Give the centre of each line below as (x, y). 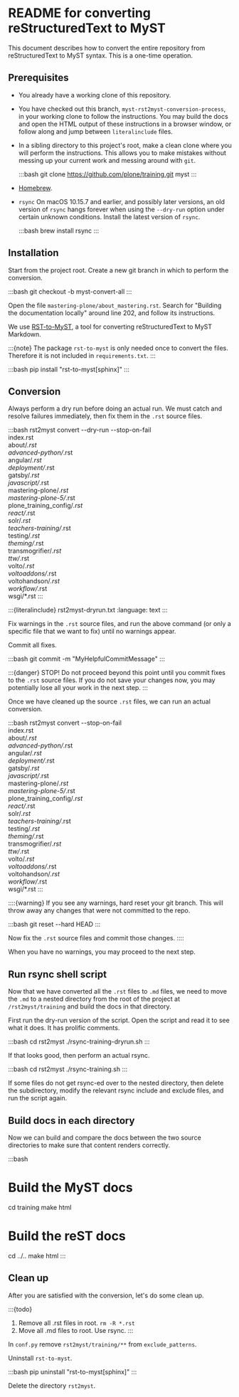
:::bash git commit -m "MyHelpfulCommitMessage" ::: (87, 659)
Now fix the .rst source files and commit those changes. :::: (96, 938)
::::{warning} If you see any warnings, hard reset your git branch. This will (116, 903)
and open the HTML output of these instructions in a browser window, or (125, 124)
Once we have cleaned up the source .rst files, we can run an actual (109, 701)
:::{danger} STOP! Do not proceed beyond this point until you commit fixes (117, 673)
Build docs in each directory (71, 1121)
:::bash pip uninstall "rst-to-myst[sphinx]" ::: (73, 1371)
